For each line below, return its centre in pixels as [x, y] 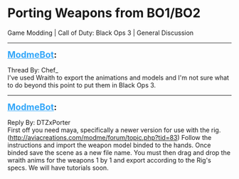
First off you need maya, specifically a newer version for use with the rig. [114, 130]
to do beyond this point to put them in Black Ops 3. [82, 85]
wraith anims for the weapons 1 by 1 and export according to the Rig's [109, 160]
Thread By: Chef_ [33, 70]
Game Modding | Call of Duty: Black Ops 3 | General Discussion [101, 33]
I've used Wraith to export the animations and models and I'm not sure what [118, 77]
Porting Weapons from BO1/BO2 [104, 13]
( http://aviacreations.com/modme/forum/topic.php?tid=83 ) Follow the [110, 137]
